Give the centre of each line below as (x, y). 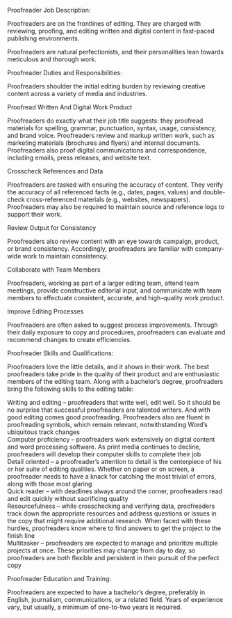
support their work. (35, 214)
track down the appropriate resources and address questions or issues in (112, 513)
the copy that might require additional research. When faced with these (109, 521)
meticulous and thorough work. (52, 59)
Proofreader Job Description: (49, 10)
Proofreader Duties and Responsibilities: (65, 73)
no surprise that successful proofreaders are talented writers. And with (109, 410)
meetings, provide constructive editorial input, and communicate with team (114, 291)
